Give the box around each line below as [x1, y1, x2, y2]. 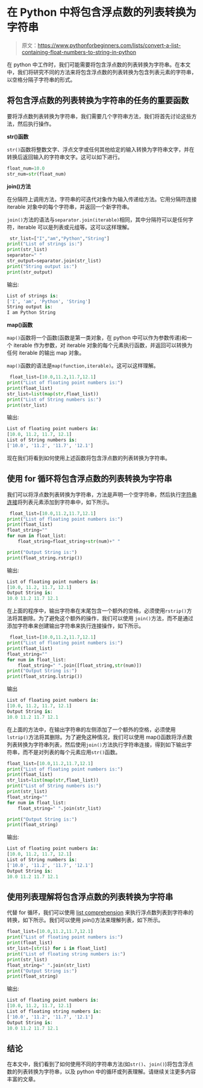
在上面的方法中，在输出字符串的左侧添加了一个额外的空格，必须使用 [7, 725, 176, 733]
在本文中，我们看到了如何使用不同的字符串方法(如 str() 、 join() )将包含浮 [7, 1060, 189, 1068]
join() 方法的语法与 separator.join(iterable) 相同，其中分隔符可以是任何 [7, 215, 189, 223]
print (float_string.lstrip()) [7, 673, 83, 679]
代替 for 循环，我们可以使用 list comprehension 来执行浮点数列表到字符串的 [7, 909, 194, 916]
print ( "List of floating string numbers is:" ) [7, 951, 126, 957]
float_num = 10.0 [7, 165, 45, 171]
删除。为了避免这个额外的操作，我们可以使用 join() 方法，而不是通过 [22, 615, 193, 622]
